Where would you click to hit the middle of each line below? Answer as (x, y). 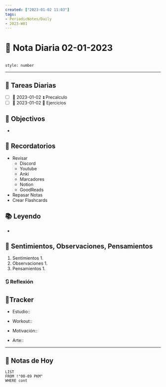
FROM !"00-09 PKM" (24, 376)
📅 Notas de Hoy (29, 361)
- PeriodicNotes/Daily (28, 19)
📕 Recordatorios (30, 146)
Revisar (20, 158)
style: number (20, 66)
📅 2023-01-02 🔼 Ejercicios (39, 103)
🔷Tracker (20, 300)
